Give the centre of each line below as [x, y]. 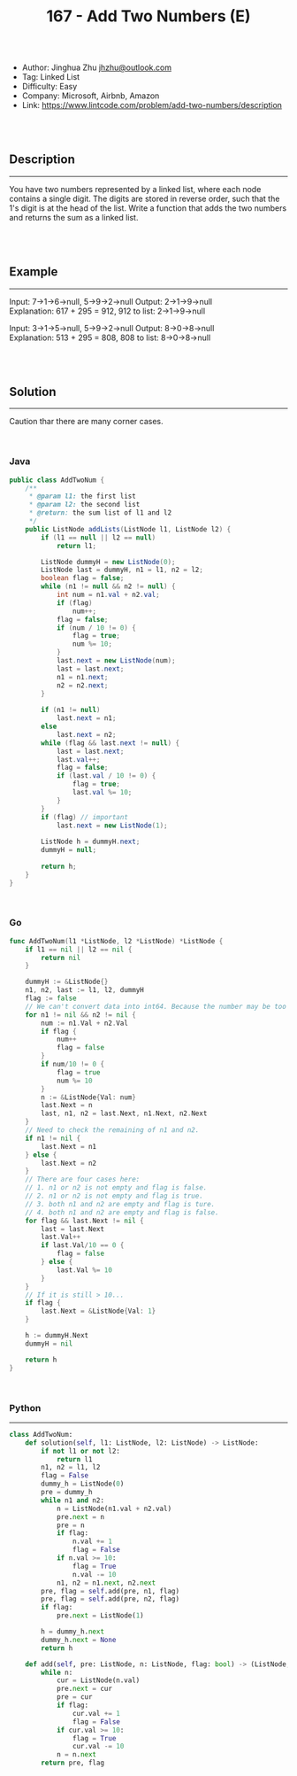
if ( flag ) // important [84, 817]
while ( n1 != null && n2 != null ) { [108, 586]
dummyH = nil [49, 1344]
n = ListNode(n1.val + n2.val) [114, 1508]
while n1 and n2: [72, 1500]
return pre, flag [72, 1763]
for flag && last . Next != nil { [84, 1221]
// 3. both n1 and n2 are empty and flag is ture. [120, 1204]
